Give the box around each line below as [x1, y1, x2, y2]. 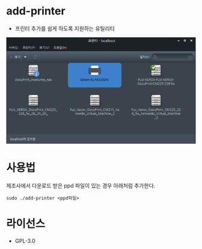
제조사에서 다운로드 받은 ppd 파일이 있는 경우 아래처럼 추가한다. [6, 182, 156, 189]
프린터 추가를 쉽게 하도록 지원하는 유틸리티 [14, 25, 115, 32]
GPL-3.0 [14, 237, 36, 244]
